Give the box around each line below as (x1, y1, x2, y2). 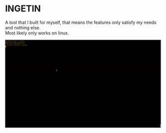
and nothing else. (5, 24, 41, 30)
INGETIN (5, 3, 41, 14)
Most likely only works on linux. (5, 30, 69, 36)
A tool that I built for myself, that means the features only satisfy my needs (5, 19, 157, 25)
